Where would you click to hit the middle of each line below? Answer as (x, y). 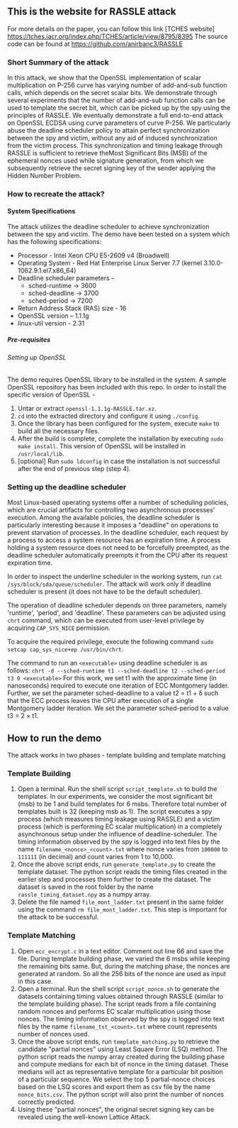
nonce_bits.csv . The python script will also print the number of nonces (121, 1094)
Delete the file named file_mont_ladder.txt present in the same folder (121, 902)
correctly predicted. (46, 1102)
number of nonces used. (53, 1034)
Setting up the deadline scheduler (67, 487)
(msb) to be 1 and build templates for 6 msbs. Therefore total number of (122, 804)
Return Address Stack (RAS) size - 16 (72, 309)
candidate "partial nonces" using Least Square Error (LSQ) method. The (123, 1049)
